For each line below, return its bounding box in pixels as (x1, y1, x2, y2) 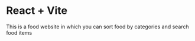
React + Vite (6, 4, 68, 17)
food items (6, 29, 32, 36)
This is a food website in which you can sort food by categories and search (6, 23, 189, 30)
